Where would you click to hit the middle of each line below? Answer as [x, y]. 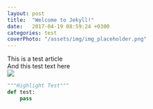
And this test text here [39, 66]
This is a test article [35, 59]
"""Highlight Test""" [38, 86]
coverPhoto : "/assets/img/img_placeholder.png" [77, 39]
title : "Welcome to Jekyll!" [51, 20]
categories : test [32, 33]
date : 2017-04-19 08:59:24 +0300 [58, 26]
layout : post [26, 13]
